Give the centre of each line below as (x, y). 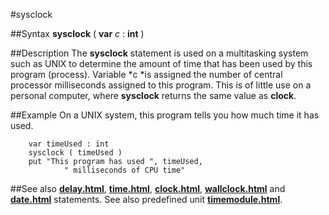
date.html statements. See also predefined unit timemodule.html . (146, 199)
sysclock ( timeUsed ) (75, 153)
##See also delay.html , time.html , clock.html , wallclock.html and (148, 188)
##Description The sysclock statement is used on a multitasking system (159, 53)
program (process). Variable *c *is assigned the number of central (146, 74)
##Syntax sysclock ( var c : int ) (77, 33)
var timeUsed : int (69, 144)
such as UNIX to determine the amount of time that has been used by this (161, 63)
